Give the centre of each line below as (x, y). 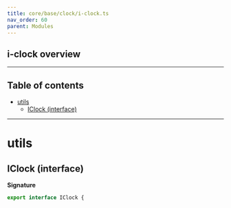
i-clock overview (44, 54)
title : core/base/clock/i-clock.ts (58, 13)
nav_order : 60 (27, 20)
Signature (22, 185)
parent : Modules (30, 26)
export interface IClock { (46, 198)
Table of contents (45, 85)
